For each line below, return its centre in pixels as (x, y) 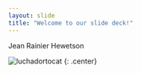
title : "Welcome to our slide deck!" (71, 23)
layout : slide (32, 15)
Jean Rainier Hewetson (46, 45)
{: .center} (80, 61)
